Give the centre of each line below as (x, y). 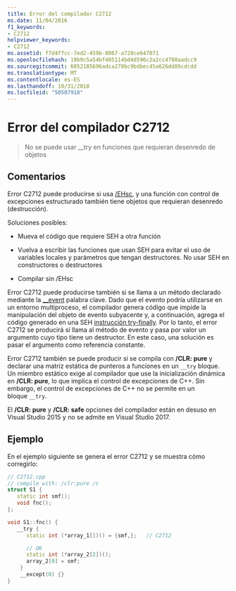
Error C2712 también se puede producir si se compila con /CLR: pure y (110, 358)
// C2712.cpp (26, 477)
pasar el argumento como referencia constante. (76, 345)
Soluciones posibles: (37, 222)
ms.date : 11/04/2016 (38, 20)
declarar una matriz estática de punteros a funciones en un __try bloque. (114, 366)
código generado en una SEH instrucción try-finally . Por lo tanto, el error (112, 322)
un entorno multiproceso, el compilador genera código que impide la (107, 307)
